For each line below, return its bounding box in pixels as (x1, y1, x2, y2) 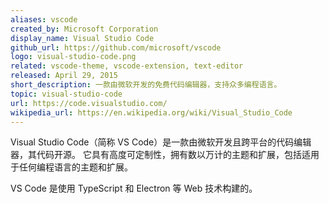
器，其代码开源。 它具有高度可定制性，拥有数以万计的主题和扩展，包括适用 (10, 149, 320, 161)
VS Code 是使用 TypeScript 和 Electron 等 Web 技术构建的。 (10, 182, 258, 195)
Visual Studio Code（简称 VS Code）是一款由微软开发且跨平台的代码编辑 (10, 136, 312, 148)
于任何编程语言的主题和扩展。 (10, 161, 133, 173)
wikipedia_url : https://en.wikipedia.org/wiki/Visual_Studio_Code (10, 107, 293, 118)
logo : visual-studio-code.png (10, 52, 137, 62)
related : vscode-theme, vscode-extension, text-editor (10, 61, 244, 71)
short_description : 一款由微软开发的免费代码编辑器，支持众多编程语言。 (10, 80, 282, 90)
